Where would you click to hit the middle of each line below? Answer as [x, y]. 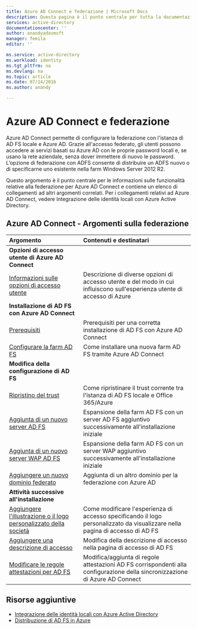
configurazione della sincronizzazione [135, 572]
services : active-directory [40, 22]
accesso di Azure [107, 296]
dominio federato [33, 482]
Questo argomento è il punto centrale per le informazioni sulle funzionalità [96, 180]
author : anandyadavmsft [35, 33]
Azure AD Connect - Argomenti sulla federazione [98, 224]
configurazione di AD [39, 371]
